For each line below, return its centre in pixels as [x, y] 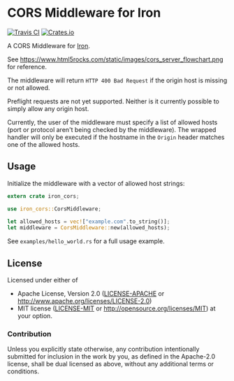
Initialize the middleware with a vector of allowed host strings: [96, 183]
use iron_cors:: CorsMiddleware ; [54, 209]
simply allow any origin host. [48, 108]
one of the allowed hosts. [44, 144]
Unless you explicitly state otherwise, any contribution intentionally [103, 349]
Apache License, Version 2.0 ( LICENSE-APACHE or [91, 294]
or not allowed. [29, 87]
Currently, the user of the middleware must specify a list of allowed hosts [112, 122]
